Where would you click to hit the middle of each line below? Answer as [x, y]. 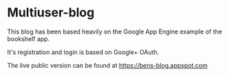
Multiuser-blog [51, 13]
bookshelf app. [29, 38]
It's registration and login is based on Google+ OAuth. [83, 52]
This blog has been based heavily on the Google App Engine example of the [115, 31]
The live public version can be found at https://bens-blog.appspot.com [107, 65]
